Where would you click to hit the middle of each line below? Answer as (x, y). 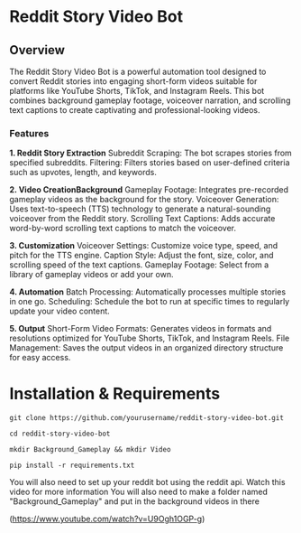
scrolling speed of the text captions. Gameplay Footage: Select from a (139, 265)
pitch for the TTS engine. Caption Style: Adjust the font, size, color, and (141, 256)
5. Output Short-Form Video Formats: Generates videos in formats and (141, 329)
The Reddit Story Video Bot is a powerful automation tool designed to (138, 71)
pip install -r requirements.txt (72, 466)
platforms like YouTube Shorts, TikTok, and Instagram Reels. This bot (137, 91)
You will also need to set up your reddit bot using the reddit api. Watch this (147, 482)
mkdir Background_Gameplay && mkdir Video (90, 450)
